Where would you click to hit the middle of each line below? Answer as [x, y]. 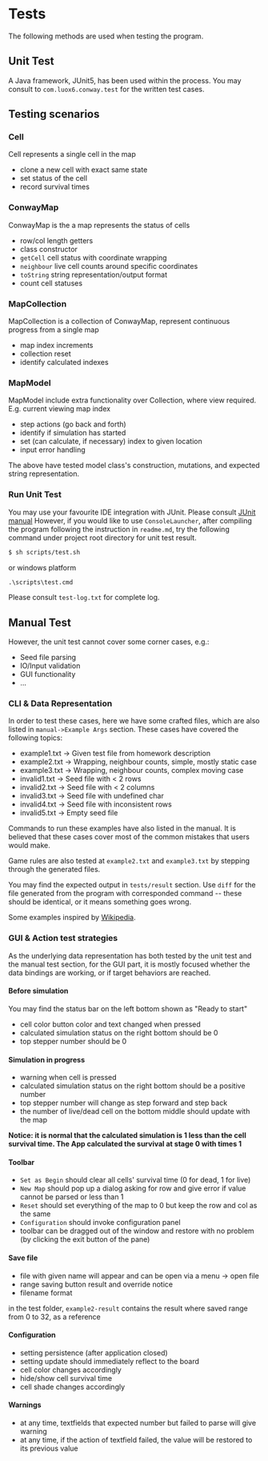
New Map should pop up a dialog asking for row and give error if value [133, 1188]
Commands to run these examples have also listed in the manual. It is [122, 828]
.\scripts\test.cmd [41, 582]
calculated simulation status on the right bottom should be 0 [119, 1032]
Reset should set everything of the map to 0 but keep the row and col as [138, 1206]
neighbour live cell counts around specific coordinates [109, 266]
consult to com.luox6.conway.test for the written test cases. [106, 89]
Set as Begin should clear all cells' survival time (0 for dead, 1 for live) [135, 1180]
